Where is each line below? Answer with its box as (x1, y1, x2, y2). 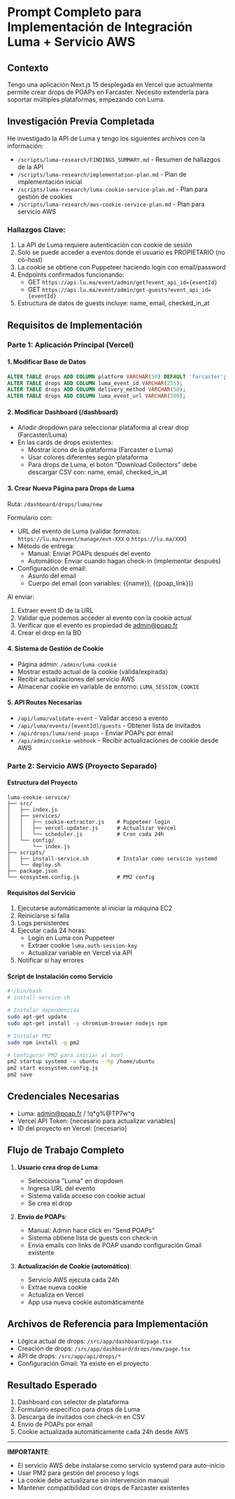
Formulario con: (7, 513, 53, 522)
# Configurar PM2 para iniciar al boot (7, 1051, 124, 1058)
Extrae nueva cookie (27, 1283, 87, 1291)
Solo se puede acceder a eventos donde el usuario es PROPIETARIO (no (17, 248, 226, 256)
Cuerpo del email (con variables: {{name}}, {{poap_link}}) (27, 579, 194, 587)
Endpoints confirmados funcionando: (17, 270, 124, 279)
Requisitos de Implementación (7, 319, 143, 331)
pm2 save (7, 1071, 33, 1079)
